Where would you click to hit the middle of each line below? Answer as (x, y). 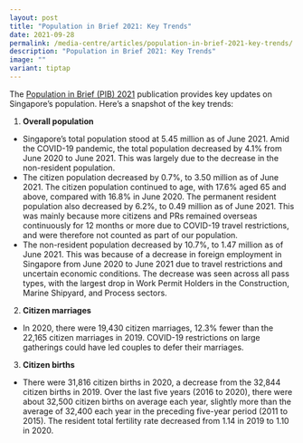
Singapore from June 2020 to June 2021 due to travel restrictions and (152, 264)
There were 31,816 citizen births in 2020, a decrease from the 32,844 (151, 382)
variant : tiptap (40, 69)
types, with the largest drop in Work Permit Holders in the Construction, (156, 283)
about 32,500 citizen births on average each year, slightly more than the (157, 401)
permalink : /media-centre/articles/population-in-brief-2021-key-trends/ (151, 43)
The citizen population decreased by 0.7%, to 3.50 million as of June (151, 177)
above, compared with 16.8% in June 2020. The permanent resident (149, 197)
